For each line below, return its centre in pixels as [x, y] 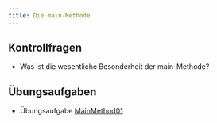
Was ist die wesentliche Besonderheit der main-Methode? [114, 67]
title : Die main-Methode [49, 15]
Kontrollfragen [45, 48]
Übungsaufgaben [52, 92]
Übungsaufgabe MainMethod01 [71, 111]
